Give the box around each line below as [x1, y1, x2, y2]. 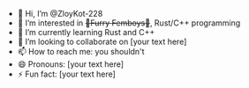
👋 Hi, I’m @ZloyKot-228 [17, 9, 103, 18]
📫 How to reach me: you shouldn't [17, 47, 145, 56]
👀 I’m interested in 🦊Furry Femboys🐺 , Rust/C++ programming [17, 18, 241, 28]
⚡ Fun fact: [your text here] [17, 69, 117, 79]
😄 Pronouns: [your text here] [17, 59, 124, 70]
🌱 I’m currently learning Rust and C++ [17, 27, 155, 37]
